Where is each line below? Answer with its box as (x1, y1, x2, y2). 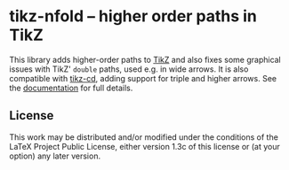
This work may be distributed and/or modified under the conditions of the (9, 131, 278, 143)
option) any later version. (9, 151, 100, 161)
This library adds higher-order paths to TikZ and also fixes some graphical (9, 54, 282, 65)
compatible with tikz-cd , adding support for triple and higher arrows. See (9, 73, 277, 83)
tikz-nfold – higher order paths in (9, 6, 258, 27)
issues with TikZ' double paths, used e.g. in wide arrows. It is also (9, 64, 249, 74)
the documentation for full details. (9, 82, 133, 93)
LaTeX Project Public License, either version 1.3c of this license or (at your (9, 141, 280, 151)
